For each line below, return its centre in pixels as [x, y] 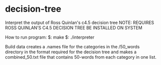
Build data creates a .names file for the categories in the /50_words [72, 46]
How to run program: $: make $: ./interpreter [50, 37]
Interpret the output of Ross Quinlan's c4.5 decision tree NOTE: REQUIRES [80, 22]
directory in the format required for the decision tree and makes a [71, 52]
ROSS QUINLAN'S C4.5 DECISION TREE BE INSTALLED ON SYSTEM [74, 27]
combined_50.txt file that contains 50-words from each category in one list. [81, 57]
